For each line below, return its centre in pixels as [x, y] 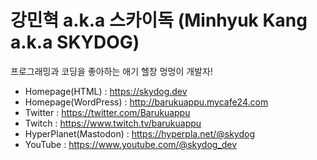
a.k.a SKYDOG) [75, 42]
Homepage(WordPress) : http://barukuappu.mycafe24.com [146, 102]
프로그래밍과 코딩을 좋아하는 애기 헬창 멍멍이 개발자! [111, 71]
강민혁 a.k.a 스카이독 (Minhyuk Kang [159, 20]
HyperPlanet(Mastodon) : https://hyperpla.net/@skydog [140, 133]
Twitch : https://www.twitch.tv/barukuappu [113, 123]
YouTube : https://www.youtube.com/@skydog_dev [131, 144]
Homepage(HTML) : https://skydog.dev [106, 91]
